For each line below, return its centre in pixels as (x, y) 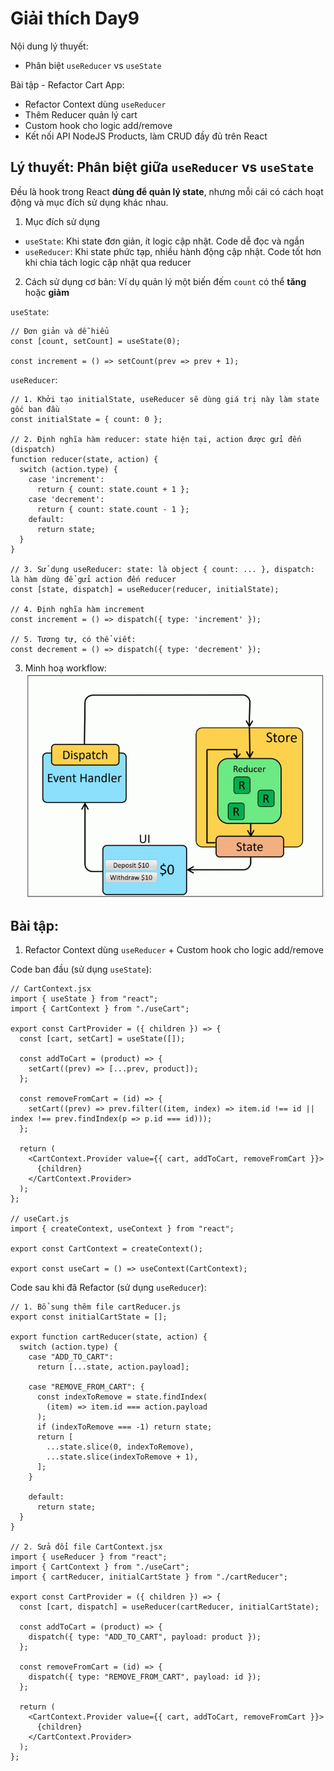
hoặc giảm (47, 292)
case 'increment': (66, 479)
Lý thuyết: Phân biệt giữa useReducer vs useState (162, 167)
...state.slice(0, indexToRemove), (120, 1447)
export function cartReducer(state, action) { (109, 1337)
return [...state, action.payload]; (113, 1367)
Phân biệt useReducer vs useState (93, 65)
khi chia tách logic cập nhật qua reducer (108, 262)
